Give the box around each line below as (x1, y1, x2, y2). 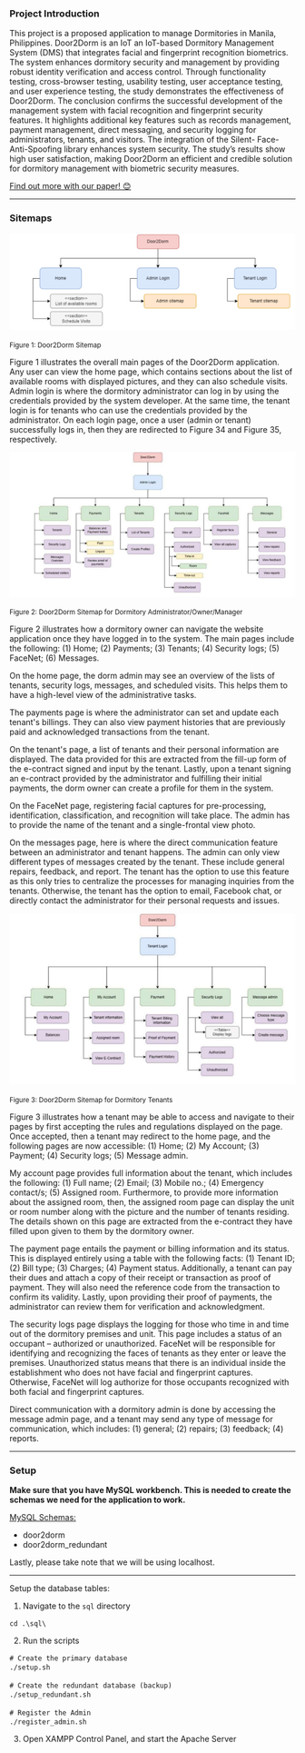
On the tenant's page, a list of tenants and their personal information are (9, 743, 280, 754)
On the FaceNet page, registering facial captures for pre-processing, (9, 800, 267, 811)
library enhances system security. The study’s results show (64, 144, 286, 154)
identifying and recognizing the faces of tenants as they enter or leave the (9, 1348, 287, 1359)
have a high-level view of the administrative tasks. (9, 689, 197, 700)
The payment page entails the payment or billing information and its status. (9, 1243, 290, 1254)
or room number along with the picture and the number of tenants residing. (9, 1206, 290, 1217)
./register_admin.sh (9, 1718, 88, 1727)
